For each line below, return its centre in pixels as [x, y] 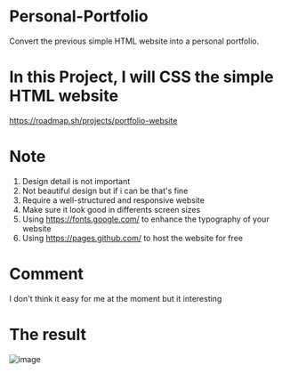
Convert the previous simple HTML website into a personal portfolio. [134, 41]
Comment [47, 274]
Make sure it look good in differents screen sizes [111, 209]
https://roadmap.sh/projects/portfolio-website [93, 120]
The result [48, 334]
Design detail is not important [76, 181]
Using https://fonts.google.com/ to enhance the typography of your [145, 219]
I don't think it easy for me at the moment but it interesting [116, 298]
